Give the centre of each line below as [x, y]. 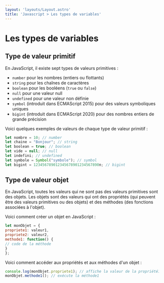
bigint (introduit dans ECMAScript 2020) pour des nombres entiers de [83, 114]
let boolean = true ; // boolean [38, 147]
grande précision [29, 119]
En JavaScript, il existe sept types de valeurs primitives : [62, 68]
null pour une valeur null [37, 93]
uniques [20, 109]
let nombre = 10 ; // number [34, 137]
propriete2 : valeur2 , [27, 235]
